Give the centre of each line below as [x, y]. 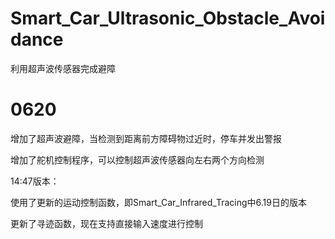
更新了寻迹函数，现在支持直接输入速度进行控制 [106, 223]
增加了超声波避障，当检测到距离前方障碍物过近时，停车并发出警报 [146, 138]
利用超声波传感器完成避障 [63, 68]
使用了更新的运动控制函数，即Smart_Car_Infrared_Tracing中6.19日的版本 [158, 202]
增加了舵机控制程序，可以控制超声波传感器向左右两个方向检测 [137, 159]
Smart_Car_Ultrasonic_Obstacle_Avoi [168, 18]
